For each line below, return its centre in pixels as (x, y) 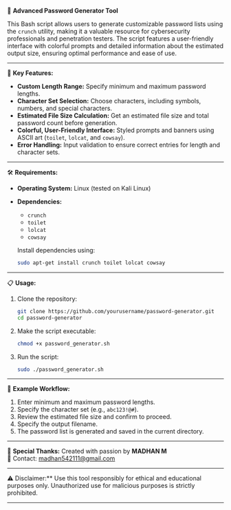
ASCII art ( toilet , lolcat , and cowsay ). (71, 137)
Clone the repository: (47, 299)
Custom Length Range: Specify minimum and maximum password (111, 86)
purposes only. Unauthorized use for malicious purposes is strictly (101, 486)
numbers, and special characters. (64, 108)
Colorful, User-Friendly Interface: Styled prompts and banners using (115, 130)
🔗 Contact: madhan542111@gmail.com (61, 458)
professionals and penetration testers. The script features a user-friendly (110, 39)
